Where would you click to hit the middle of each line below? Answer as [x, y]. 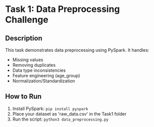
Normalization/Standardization [44, 81]
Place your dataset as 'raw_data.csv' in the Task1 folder [69, 114]
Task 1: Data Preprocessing [63, 9]
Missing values [28, 60]
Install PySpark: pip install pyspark [50, 109]
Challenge [27, 20]
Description [24, 38]
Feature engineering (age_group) [46, 75]
